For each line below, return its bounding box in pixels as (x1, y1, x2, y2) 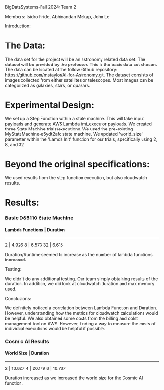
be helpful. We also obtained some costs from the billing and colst (5, 315, 138, 322)
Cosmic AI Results (5, 338, 50, 345)
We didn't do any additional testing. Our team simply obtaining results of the (5, 276, 158, 282)
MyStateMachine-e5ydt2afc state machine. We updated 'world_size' (5, 131, 143, 137)
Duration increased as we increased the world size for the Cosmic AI (5, 375, 143, 381)
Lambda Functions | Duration (5, 227, 65, 233)
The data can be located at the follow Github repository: (5, 66, 118, 72)
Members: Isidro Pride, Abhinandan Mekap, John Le (5, 14, 110, 19)
